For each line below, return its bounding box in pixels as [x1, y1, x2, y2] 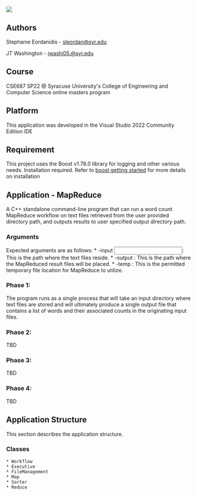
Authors [6, 22, 37, 32]
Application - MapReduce [6, 190, 102, 200]
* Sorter [6, 479, 28, 485]
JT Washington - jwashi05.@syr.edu [6, 50, 94, 57]
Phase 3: [6, 357, 32, 365]
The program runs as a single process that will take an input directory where [6, 295, 191, 302]
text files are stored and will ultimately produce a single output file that [6, 301, 177, 308]
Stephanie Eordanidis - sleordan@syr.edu [6, 38, 107, 45]
